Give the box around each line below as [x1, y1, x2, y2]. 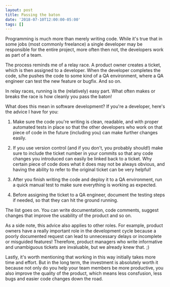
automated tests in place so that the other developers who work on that [12, 124, 163, 130]
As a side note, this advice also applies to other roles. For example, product [5, 223, 163, 229]
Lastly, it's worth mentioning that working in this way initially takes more [5, 254, 156, 260]
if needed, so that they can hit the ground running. [12, 197, 119, 203]
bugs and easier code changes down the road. [5, 276, 103, 282]
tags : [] [5, 21, 24, 27]
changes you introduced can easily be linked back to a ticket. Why [12, 156, 152, 162]
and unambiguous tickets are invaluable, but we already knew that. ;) [5, 244, 150, 250]
